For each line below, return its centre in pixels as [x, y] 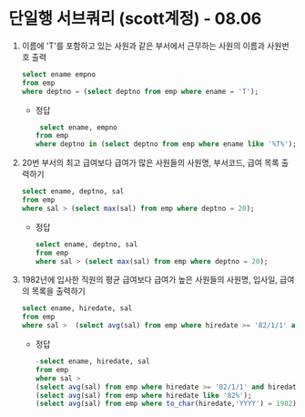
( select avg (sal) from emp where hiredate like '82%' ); [143, 395]
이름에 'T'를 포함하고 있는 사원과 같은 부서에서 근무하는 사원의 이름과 [143, 46]
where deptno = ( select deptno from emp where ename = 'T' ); [140, 91]
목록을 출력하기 [58, 291]
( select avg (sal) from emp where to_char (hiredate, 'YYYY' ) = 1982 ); [168, 404]
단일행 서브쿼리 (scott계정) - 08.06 [135, 19]
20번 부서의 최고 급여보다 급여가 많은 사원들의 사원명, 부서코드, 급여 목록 [150, 163]
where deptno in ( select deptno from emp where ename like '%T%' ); [166, 144]
